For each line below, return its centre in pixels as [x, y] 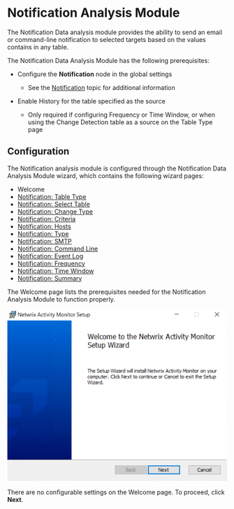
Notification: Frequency [51, 263]
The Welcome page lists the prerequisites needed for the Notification [107, 292]
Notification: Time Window [56, 271]
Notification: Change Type [55, 212]
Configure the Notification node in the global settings [95, 74]
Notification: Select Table [54, 204]
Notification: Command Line [58, 249]
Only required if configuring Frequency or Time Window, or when [121, 115]
